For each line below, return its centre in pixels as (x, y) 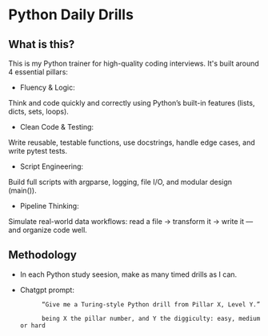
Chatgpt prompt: (47, 290)
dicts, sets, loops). (39, 111)
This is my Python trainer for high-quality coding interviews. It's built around (134, 63)
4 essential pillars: (38, 72)
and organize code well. (48, 230)
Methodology (43, 255)
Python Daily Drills (71, 15)
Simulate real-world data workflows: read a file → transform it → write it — (131, 221)
